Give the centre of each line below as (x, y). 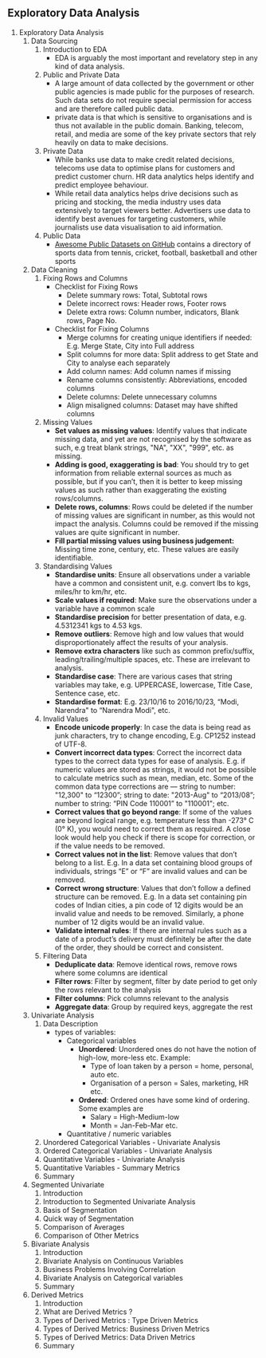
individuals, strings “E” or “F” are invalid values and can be (151, 871)
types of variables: (85, 1032)
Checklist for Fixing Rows (96, 286)
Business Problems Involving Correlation (109, 1269)
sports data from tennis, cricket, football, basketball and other (156, 252)
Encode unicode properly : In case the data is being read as (153, 727)
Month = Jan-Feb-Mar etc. (134, 1125)
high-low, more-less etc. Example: (135, 1057)
